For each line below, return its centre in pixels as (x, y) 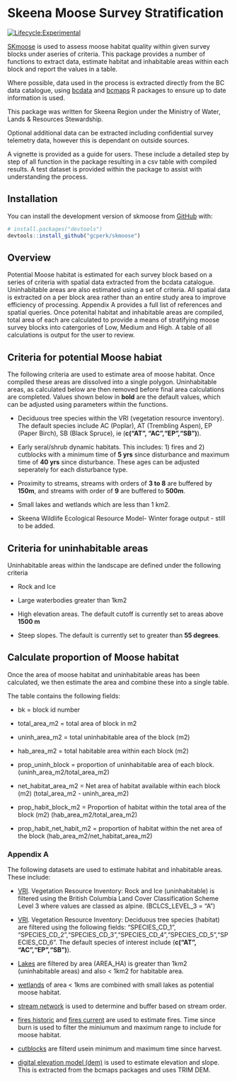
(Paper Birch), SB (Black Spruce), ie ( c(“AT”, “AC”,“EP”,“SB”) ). (109, 433)
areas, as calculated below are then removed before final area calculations (116, 390)
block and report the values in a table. (63, 69)
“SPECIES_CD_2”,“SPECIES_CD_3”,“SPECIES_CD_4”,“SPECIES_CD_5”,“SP (123, 935)
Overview (29, 258)
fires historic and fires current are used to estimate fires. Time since (116, 1020)
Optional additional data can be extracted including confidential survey (110, 133)
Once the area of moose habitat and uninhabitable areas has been (104, 674)
